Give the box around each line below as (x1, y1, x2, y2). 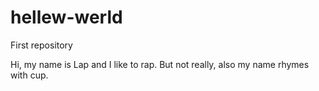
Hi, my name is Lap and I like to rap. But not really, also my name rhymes (10, 58, 310, 70)
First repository (10, 39, 73, 51)
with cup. (10, 69, 49, 81)
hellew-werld (10, 6, 123, 29)
